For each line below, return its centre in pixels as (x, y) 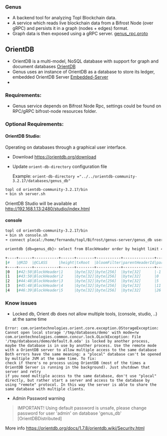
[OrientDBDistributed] (40, 419)
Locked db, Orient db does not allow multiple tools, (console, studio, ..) (85, 314)
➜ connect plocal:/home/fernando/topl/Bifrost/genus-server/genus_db (79, 240)
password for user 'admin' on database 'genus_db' (69, 413)
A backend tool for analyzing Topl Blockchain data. (64, 18)
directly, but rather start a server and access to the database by (78, 381)
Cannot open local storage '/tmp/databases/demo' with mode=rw (72, 333)
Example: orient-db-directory (44, 176)
